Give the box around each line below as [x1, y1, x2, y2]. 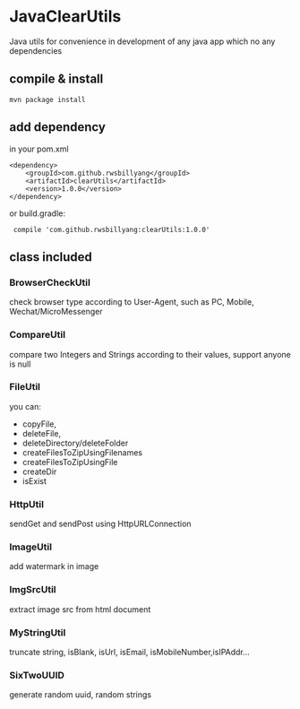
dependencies [9, 45, 63, 56]
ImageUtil [9, 540, 52, 553]
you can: [9, 401, 42, 411]
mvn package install [9, 95, 87, 104]
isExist [21, 475, 47, 486]
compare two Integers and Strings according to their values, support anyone [9, 349, 291, 359]
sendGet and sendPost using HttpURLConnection [9, 518, 192, 530]
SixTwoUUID [9, 669, 65, 681]
